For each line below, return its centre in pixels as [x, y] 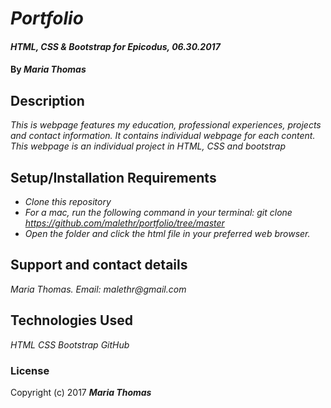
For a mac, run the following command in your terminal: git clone [158, 212]
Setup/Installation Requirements [113, 177]
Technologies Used [71, 320]
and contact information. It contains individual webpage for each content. [163, 136]
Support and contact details [99, 265]
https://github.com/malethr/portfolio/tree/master [124, 223]
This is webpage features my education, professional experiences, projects [166, 125]
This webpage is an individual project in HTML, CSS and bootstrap [148, 146]
